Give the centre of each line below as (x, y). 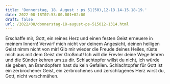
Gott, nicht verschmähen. (32, 76)
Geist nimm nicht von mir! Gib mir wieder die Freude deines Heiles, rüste (81, 49)
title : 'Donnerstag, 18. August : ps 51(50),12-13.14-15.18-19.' (76, 10)
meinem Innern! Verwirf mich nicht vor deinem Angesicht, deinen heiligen (82, 44)
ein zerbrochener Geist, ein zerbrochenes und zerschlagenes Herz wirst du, (85, 71)
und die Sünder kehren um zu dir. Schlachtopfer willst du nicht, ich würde (82, 60)
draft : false (19, 19)
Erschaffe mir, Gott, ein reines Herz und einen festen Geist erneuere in (79, 38)
